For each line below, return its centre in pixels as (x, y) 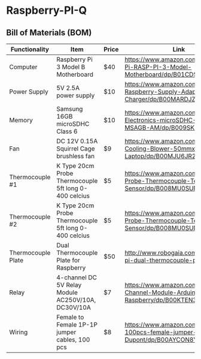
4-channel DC (77, 277)
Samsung (70, 109)
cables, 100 (73, 340)
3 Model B (71, 67)
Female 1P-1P (77, 325)
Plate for (68, 260)
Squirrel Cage (76, 149)
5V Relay (69, 285)
